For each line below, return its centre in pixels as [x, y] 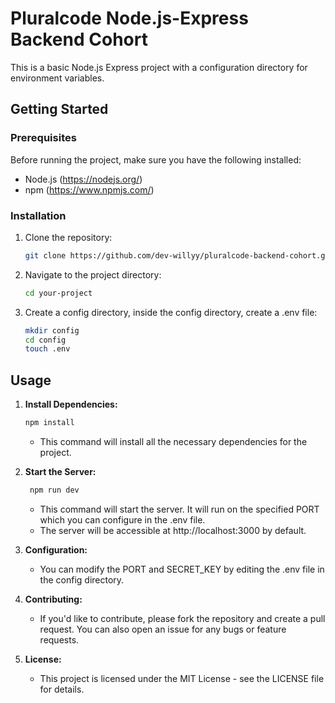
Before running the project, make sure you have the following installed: [156, 159]
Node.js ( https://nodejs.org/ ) [83, 179]
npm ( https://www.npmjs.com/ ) [89, 189]
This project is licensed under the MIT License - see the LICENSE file [182, 678]
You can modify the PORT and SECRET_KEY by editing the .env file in [182, 569]
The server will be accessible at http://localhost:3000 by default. [173, 530]
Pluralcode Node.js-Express [129, 18]
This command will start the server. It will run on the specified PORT [179, 509]
